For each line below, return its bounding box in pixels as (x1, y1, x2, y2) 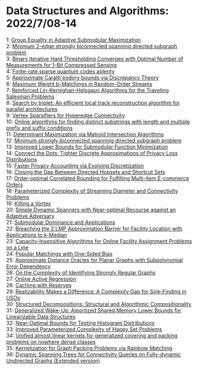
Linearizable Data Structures (6, 313, 76, 320)
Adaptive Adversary (6, 212, 55, 220)
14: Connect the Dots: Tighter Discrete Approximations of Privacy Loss (6, 149, 178, 156)
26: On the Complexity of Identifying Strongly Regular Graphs (6, 269, 156, 276)
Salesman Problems (6, 93, 55, 100)
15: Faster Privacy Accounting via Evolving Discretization (6, 162, 144, 169)
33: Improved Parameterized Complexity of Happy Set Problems (6, 326, 163, 333)
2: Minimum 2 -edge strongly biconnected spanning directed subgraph (6, 43, 177, 50)
